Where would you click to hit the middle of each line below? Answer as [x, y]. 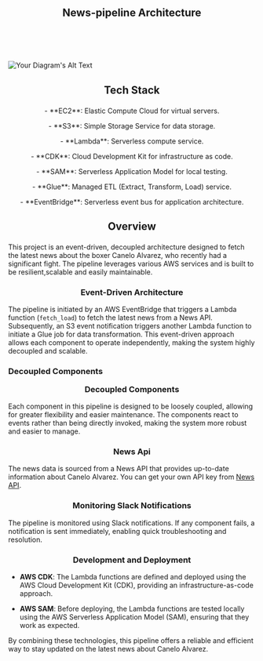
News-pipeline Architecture [132, 13]
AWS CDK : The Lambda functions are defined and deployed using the [133, 577]
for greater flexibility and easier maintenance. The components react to [123, 415]
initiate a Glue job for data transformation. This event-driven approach [121, 334]
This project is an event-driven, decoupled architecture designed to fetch [126, 247]
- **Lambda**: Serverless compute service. [132, 141]
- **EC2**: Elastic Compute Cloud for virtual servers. [132, 111]
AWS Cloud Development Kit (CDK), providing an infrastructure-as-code [136, 585]
